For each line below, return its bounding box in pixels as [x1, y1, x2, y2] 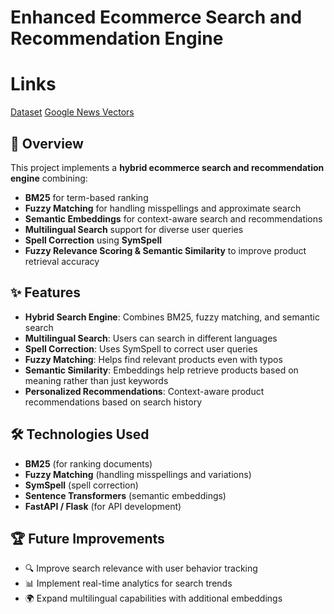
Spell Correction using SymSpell [24, 234, 163, 246]
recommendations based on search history [24, 396, 203, 408]
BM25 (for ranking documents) [24, 457, 153, 470]
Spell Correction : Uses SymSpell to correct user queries [24, 342, 258, 355]
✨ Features [10, 284, 81, 301]
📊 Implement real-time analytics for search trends [24, 577, 233, 590]
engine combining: [10, 172, 88, 184]
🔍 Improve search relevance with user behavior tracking [24, 562, 258, 575]
